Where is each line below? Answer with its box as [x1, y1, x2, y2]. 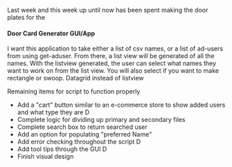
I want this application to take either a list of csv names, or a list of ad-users [7, 44, 224, 53]
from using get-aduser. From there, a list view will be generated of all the [7, 52, 215, 60]
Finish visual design [17, 152, 74, 161]
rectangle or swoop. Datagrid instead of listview [7, 74, 144, 82]
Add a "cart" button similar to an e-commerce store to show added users [17, 100, 226, 109]
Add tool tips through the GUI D [17, 145, 107, 153]
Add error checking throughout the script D [17, 138, 141, 146]
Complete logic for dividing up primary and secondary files [17, 116, 186, 124]
